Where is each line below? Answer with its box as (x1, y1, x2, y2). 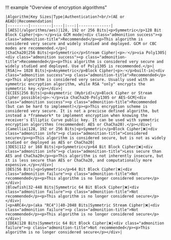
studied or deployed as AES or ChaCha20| (5, 140, 95, 145)
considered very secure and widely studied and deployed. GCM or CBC (5, 41, 157, 46)
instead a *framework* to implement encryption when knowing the (5, 113, 147, 118)
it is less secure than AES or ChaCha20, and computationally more (5, 158, 153, 163)
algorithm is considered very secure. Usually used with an (24, 77, 155, 82)
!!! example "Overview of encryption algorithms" (5, 5, 108, 10)
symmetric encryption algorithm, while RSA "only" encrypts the (5, 82, 145, 87)
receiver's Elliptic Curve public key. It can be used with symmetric (5, 117, 159, 123)
